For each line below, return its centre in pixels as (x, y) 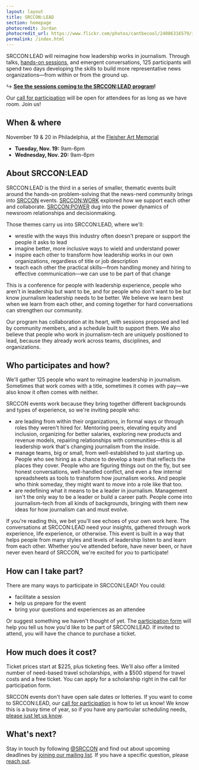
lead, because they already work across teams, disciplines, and (84, 341)
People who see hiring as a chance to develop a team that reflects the (100, 459)
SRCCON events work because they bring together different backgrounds (96, 404)
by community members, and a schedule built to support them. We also (93, 328)
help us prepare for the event (50, 603)
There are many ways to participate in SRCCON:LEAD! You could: (86, 585)
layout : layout (25, 12)
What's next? (31, 734)
